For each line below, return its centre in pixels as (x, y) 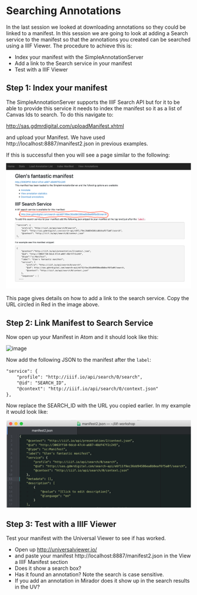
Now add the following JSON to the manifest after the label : (79, 359)
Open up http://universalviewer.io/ (56, 550)
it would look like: (27, 412)
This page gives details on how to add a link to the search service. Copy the (98, 298)
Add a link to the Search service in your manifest (73, 63)
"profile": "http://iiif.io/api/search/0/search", (80, 377)
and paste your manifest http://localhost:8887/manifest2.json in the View (103, 556)
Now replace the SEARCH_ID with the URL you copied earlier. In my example (98, 405)
